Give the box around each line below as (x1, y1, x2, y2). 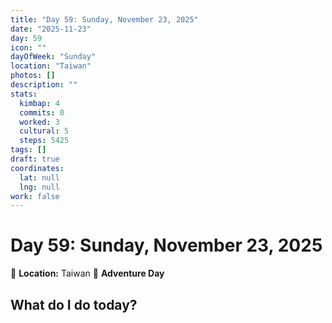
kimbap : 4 (19, 98, 60, 108)
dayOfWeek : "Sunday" (10, 52, 97, 62)
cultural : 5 (19, 126, 70, 136)
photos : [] (10, 71, 56, 81)
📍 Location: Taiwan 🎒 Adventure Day (10, 267, 165, 280)
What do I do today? (10, 296, 138, 313)
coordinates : (10, 163, 65, 173)
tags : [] (10, 145, 47, 155)
